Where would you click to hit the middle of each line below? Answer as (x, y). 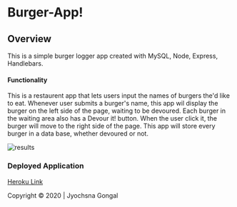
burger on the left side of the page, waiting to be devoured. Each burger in (117, 111)
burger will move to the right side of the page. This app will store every (111, 126)
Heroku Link (25, 181)
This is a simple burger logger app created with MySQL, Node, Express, (113, 56)
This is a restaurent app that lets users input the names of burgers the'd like (119, 96)
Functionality (27, 80)
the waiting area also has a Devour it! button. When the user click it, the (112, 118)
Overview (30, 39)
